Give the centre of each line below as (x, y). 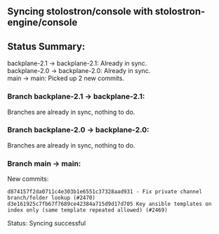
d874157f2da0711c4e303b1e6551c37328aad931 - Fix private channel (105, 192)
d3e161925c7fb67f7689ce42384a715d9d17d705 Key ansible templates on (109, 204)
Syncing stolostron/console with (80, 12)
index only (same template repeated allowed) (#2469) (88, 210)
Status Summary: (46, 46)
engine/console (42, 23)
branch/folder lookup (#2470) (52, 198)
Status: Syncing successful (47, 223)
